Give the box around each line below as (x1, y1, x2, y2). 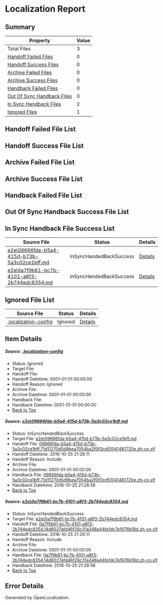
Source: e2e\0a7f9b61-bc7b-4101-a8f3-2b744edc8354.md (5, 498, 129, 504)
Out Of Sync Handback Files (7, 93, 72, 99)
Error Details (5, 582, 44, 590)
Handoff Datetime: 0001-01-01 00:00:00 (12, 376, 93, 382)
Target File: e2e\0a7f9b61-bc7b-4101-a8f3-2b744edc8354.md (12, 516, 137, 522)
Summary (5, 23, 35, 31)
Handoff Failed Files (7, 53, 53, 60)
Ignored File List (5, 296, 55, 304)
